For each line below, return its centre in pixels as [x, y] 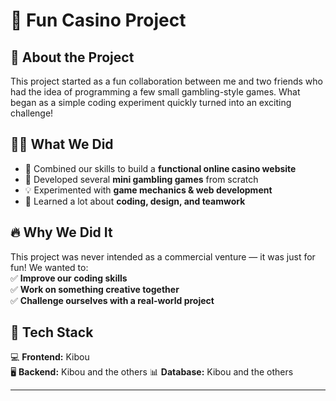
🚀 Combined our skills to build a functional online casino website [160, 168]
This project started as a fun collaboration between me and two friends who [167, 81]
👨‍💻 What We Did [62, 144]
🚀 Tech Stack [52, 332]
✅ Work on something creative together [95, 289]
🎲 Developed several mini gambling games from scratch [141, 179]
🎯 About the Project [72, 57]
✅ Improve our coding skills [69, 278]
